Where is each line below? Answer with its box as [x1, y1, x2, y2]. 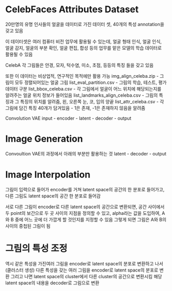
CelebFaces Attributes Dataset [5, 4, 139, 15]
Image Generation [5, 133, 83, 145]
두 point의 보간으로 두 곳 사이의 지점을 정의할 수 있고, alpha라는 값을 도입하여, [5, 210, 161, 216]
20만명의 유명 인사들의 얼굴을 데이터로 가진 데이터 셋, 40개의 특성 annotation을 [5, 21, 165, 27]
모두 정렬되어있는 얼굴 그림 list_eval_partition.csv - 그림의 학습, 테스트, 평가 [14, 79, 167, 85]
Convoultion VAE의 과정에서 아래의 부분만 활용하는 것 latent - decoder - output [5, 150, 166, 156]
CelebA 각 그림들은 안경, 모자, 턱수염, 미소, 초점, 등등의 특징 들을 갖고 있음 [5, 62, 154, 68]
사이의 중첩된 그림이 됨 [5, 222, 51, 229]
